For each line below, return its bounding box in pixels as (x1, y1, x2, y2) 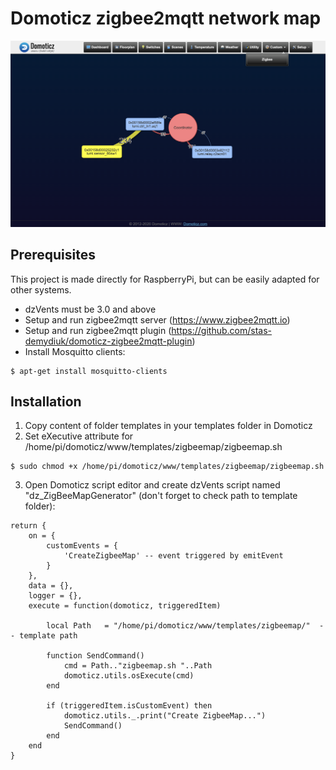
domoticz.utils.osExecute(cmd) (63, 671, 195, 681)
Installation (10, 393, 82, 410)
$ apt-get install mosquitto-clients (10, 366, 168, 376)
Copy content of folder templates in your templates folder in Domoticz (24, 420, 313, 432)
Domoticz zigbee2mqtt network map (10, 7, 322, 30)
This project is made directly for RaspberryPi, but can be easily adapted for (10, 273, 320, 285)
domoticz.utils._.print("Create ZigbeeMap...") (63, 711, 267, 721)
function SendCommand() (46, 651, 145, 661)
